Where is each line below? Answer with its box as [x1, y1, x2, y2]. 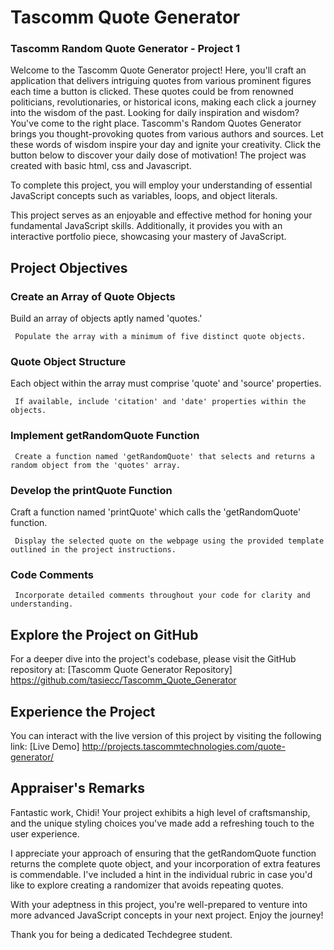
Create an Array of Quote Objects [10, 289, 176, 303]
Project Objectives [10, 259, 128, 276]
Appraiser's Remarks [10, 780, 146, 797]
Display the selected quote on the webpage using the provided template [14, 536, 325, 546]
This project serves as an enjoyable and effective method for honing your [10, 209, 313, 221]
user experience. [10, 827, 80, 840]
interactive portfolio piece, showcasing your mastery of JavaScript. [10, 231, 287, 243]
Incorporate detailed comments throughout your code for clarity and [14, 591, 311, 601]
